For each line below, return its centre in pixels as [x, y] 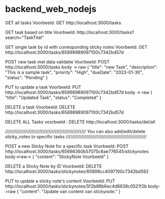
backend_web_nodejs [51, 9]
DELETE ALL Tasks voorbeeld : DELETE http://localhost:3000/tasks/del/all [80, 122]
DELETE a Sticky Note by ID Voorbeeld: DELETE [54, 166]
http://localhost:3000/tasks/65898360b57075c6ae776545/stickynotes [77, 151]
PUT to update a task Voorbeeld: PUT [43, 87]
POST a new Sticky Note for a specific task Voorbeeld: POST [67, 146]
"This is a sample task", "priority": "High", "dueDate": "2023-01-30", [74, 72]
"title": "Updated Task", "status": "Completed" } [53, 98]
